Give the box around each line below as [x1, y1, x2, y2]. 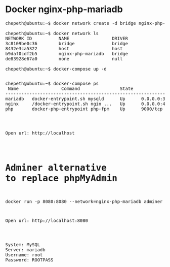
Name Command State [8, 85, 134, 91]
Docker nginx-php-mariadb [5, 4, 123, 15]
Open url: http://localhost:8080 [5, 217, 89, 223]
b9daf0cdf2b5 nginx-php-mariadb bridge [5, 51, 128, 56]
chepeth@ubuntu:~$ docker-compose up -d [5, 66, 107, 72]
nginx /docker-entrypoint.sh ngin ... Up [5, 101, 125, 107]
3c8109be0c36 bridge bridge [5, 41, 128, 46]
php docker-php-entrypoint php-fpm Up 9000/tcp [5, 106, 163, 112]
